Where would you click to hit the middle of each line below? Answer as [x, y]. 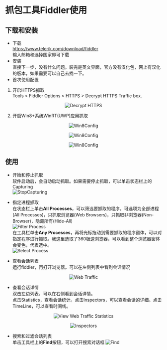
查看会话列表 [25, 261]
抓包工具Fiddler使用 [46, 10]
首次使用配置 [25, 80]
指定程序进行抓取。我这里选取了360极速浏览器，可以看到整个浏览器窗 [84, 239]
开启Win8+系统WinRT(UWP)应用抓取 [50, 116]
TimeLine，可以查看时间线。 [42, 306]
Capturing [23, 186]
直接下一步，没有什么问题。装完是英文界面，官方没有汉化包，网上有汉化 [86, 67]
